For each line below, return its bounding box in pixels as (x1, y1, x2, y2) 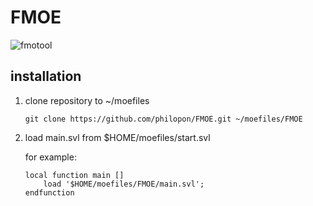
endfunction (24, 187, 75, 198)
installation (10, 68, 82, 85)
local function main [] (24, 170, 125, 180)
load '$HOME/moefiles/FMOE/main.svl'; (43, 179, 205, 189)
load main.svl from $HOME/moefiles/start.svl (24, 131, 211, 143)
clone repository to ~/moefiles (24, 94, 150, 106)
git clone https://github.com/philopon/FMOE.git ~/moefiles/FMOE (24, 114, 303, 124)
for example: (24, 151, 77, 163)
